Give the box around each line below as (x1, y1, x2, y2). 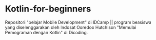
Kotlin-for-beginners (5, 3, 91, 14)
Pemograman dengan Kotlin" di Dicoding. (5, 29, 88, 35)
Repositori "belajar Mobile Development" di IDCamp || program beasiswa (5, 19, 152, 25)
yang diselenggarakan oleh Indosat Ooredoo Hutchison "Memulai (5, 24, 136, 30)
